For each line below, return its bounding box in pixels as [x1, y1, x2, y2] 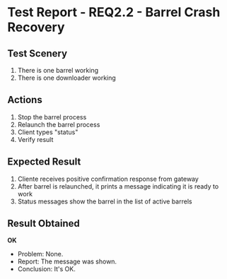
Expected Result [7, 156, 81, 168]
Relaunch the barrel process [17, 120, 100, 129]
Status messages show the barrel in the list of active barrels [17, 197, 192, 206]
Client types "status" [17, 128, 78, 136]
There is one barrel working [17, 66, 99, 74]
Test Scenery [7, 47, 68, 59]
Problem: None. [17, 250, 64, 259]
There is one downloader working [17, 73, 117, 82]
